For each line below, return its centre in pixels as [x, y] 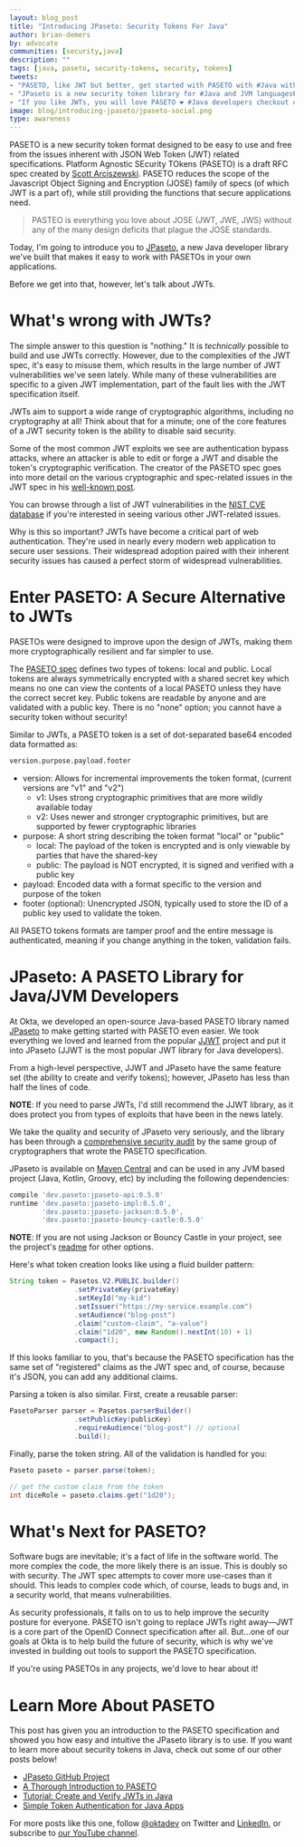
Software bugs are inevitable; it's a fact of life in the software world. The [144, 1557]
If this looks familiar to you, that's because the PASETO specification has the [152, 1357]
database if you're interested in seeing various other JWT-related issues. [145, 514]
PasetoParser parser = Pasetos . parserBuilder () [101, 1411]
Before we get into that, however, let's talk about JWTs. [112, 284]
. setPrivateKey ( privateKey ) [127, 1290]
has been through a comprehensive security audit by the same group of [143, 1141]
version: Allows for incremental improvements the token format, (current [157, 778]
